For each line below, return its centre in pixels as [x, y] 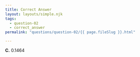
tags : [11, 19]
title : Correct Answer [28, 9]
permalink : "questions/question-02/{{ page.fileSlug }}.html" [70, 32]
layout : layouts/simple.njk [34, 14]
